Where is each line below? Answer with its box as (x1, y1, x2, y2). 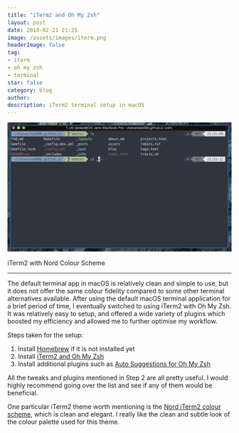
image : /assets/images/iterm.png (7, 34, 107, 41)
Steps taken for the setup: (7, 330, 84, 339)
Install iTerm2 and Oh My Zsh (17, 352, 105, 360)
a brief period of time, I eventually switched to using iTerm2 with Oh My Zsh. (7, 301, 232, 310)
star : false (7, 79, 43, 86)
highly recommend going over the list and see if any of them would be (7, 381, 213, 390)
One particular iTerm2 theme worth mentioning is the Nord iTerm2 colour (7, 402, 221, 411)
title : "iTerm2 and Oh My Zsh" (7, 11, 100, 19)
